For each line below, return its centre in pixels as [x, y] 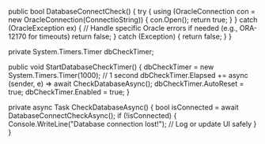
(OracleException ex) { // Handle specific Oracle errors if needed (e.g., [123, 28]
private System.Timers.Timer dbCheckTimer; [81, 52]
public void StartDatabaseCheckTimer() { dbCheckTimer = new [111, 67]
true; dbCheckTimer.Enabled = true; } [69, 92]
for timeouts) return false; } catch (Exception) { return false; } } [130, 36]
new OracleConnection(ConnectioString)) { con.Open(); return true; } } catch [133, 20]
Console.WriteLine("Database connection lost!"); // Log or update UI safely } [132, 124]
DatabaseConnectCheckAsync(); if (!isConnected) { [93, 116]
